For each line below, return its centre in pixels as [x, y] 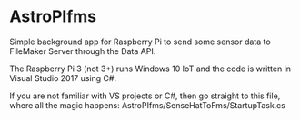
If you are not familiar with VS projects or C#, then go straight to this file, [145, 96]
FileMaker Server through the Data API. [83, 51]
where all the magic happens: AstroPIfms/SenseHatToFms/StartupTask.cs [148, 105]
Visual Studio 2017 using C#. [63, 78]
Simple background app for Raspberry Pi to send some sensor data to [140, 42]
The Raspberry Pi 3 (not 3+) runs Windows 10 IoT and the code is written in [150, 69]
